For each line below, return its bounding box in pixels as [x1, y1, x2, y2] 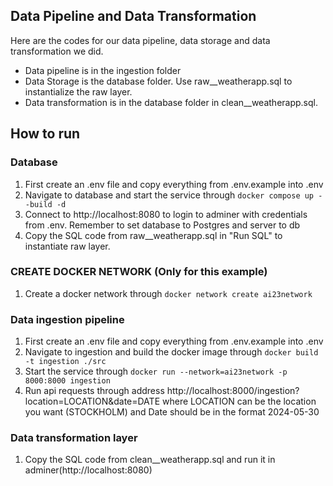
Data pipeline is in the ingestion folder [24, 64, 182, 76]
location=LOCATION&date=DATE [24, 395, 161, 408]
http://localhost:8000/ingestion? [166, 385, 300, 397]
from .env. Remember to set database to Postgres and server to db [24, 219, 301, 231]
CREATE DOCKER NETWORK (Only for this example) [10, 265, 268, 279]
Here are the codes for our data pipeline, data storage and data [10, 34, 271, 46]
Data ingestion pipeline [10, 312, 125, 326]
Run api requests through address [24, 385, 165, 397]
